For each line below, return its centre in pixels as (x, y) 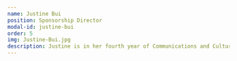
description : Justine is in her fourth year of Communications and (109, 46)
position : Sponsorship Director (55, 20)
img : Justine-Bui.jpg (39, 40)
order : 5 (20, 33)
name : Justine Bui (34, 14)
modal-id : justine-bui (41, 27)
